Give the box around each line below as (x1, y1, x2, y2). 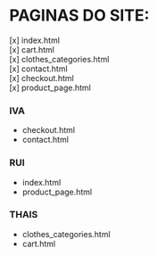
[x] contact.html (9, 63, 69, 74)
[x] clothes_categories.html (9, 54, 110, 64)
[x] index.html (9, 35, 61, 45)
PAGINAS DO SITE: (9, 5, 150, 26)
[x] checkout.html (9, 72, 74, 83)
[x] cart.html (9, 44, 55, 54)
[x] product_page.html (9, 82, 91, 93)
